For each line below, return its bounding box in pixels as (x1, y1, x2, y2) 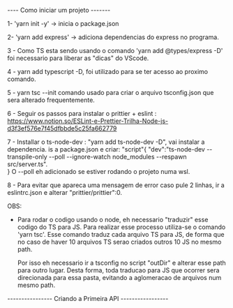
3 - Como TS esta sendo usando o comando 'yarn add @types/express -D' (7, 47, 223, 54)
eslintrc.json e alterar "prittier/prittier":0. (7, 189, 123, 196)
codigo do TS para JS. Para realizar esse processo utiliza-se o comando (17, 223, 226, 231)
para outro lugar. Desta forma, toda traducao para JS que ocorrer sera (17, 266, 220, 274)
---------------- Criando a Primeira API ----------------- (7, 295, 169, 302)
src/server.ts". (7, 160, 47, 168)
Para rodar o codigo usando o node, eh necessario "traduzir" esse (17, 216, 209, 223)
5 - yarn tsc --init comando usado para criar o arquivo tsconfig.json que (7, 89, 214, 96)
